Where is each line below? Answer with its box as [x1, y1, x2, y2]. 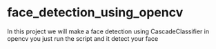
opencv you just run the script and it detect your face [7, 34, 159, 42]
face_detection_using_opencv [7, 5, 184, 20]
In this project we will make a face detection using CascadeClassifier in [7, 27, 210, 35]
